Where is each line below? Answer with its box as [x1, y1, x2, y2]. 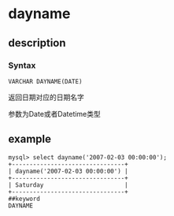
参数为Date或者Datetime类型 [8, 109, 101, 118]
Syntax [8, 60, 36, 71]
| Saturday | [8, 181, 128, 189]
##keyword [8, 195, 41, 203]
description [8, 36, 66, 50]
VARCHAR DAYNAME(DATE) [8, 77, 83, 85]
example [8, 132, 52, 146]
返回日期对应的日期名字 [8, 92, 84, 102]
